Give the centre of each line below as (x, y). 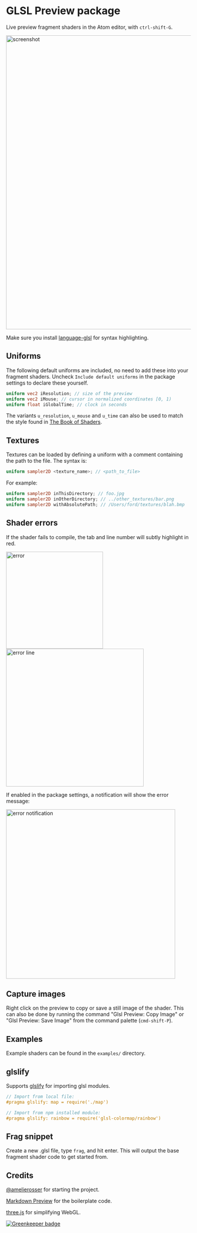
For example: (22, 483)
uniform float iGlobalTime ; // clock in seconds (67, 405)
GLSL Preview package (63, 11)
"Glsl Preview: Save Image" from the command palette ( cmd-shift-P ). (89, 1021)
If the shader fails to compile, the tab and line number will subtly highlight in (97, 537)
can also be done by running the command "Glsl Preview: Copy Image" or (95, 1014)
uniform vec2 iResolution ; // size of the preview (69, 393)
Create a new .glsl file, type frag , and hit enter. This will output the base (93, 1151)
